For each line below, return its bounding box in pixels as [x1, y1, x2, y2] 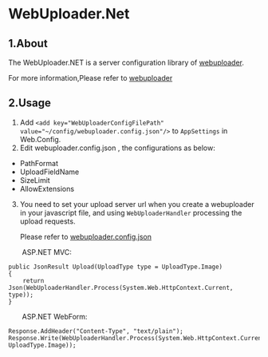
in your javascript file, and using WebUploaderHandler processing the [19, 208, 242, 217]
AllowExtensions [19, 184, 74, 193]
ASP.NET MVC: [22, 247, 72, 256]
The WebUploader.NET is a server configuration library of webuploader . [8, 58, 245, 67]
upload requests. [19, 216, 76, 226]
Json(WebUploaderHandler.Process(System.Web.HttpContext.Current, [8, 284, 234, 292]
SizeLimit [19, 175, 50, 184]
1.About [8, 37, 48, 50]
